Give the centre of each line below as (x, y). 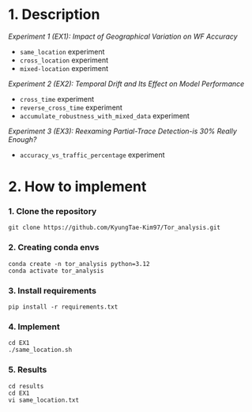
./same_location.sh (40, 350)
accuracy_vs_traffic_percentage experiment (92, 155)
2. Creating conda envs (54, 248)
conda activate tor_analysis (56, 271)
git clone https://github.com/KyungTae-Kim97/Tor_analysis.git (115, 228)
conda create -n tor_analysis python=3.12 (79, 264)
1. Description (54, 15)
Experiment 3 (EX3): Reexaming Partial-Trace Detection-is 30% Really (122, 131)
